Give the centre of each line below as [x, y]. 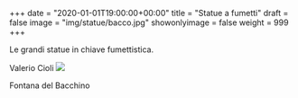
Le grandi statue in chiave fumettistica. [82, 49]
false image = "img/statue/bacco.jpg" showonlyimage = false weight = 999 [149, 22]
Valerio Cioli [32, 68]
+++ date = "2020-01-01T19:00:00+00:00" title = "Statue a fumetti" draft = [149, 13]
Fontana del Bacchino [50, 85]
